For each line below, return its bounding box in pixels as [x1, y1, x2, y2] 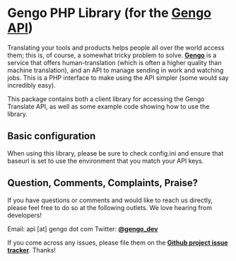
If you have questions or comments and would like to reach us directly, [7, 196, 213, 204]
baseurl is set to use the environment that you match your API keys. [7, 156, 204, 165]
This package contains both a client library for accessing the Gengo [7, 94, 205, 103]
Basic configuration [7, 130, 96, 142]
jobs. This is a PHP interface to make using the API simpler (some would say [7, 73, 229, 82]
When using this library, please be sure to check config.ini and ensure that [7, 149, 224, 157]
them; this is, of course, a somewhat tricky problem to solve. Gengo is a [7, 51, 217, 59]
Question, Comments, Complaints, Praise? [7, 177, 199, 189]
